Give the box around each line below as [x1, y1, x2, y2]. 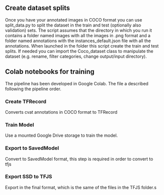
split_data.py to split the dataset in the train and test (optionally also [5, 22, 141, 28]
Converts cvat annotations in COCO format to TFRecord [5, 109, 117, 115]
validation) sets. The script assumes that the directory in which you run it [5, 27, 152, 33]
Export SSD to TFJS [5, 173, 52, 180]
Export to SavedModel [5, 145, 59, 151]
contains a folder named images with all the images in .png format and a [5, 32, 151, 38]
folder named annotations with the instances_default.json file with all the [5, 38, 151, 44]
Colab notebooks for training [5, 68, 94, 76]
